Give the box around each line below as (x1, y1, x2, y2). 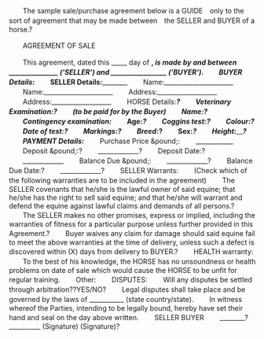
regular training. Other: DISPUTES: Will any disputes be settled (9, 275, 252, 284)
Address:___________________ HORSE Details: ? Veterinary (22, 97, 232, 106)
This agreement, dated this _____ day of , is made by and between (22, 57, 237, 67)
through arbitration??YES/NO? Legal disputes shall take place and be (9, 285, 246, 294)
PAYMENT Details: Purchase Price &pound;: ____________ (22, 136, 234, 146)
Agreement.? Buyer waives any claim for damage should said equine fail (9, 229, 255, 238)
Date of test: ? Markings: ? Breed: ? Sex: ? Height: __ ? (22, 127, 247, 135)
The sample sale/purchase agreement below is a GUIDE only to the (22, 6, 244, 15)
